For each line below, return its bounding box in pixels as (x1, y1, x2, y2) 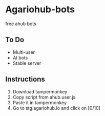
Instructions (5, 75, 45, 84)
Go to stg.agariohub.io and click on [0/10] (12, 105, 101, 111)
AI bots (12, 54, 28, 61)
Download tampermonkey (12, 88, 68, 94)
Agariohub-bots (5, 4, 75, 15)
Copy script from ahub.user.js (12, 94, 76, 100)
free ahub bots (5, 21, 37, 27)
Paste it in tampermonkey (12, 99, 67, 106)
